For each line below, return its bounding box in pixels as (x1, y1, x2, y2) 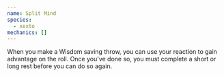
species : (7, 16, 32, 23)
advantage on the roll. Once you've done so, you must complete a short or (7, 55, 216, 63)
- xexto (13, 22, 36, 29)
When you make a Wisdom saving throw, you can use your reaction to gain (7, 48, 217, 56)
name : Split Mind (7, 10, 57, 17)
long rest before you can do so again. (7, 62, 113, 70)
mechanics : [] (7, 29, 48, 36)
